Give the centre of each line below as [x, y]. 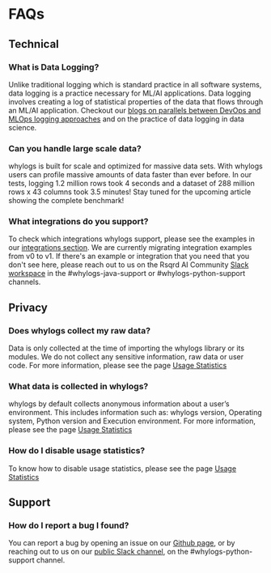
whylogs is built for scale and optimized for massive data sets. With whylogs [135, 166]
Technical [34, 44]
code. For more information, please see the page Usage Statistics [118, 366]
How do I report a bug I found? [69, 525]
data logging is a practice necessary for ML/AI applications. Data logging [130, 93]
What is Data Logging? [54, 67]
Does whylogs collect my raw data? [80, 330]
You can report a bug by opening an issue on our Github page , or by [122, 543]
